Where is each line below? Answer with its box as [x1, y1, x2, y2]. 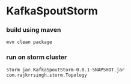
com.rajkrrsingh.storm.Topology [6, 72, 87, 78]
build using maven [6, 26, 61, 34]
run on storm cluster [6, 53, 67, 61]
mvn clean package [6, 39, 52, 46]
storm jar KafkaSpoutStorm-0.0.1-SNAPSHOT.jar [6, 67, 125, 73]
